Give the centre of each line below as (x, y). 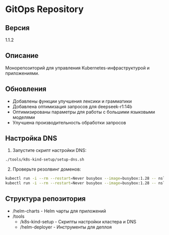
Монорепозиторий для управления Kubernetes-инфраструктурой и (77, 68)
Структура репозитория (46, 199)
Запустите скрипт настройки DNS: (50, 150)
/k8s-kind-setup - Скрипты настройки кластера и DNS (78, 221)
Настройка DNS (31, 139)
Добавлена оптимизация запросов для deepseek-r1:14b (72, 106)
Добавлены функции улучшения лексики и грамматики (72, 101)
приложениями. (22, 73)
